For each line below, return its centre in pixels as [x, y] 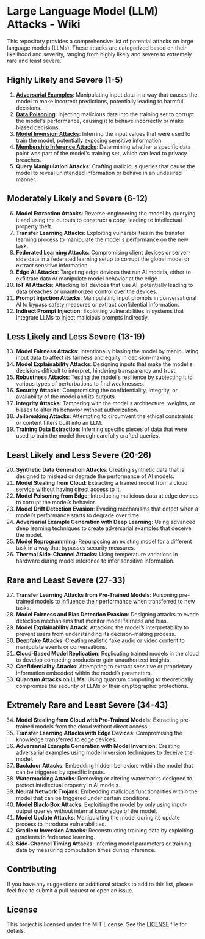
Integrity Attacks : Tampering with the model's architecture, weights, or [106, 403]
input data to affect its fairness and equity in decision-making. [94, 358]
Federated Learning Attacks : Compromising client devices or [93, 252]
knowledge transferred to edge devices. [66, 739]
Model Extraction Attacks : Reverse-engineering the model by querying [106, 213]
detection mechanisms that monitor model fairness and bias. [92, 621]
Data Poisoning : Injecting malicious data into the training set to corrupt [105, 114]
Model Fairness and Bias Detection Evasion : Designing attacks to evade [107, 614]
